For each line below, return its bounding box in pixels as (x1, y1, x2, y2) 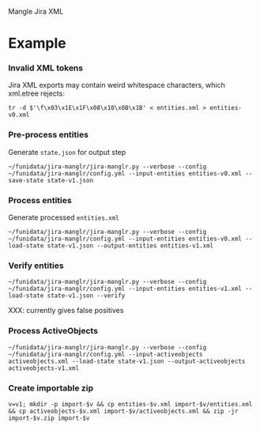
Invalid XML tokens (8, 62, 84, 74)
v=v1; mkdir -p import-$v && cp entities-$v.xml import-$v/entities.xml (8, 400, 253, 408)
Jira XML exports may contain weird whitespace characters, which (8, 81, 225, 90)
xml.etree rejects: (8, 89, 65, 98)
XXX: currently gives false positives (8, 306, 124, 315)
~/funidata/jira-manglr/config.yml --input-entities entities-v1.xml (8, 285, 243, 293)
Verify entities (8, 260, 65, 271)
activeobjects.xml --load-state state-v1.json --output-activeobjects (8, 357, 246, 365)
